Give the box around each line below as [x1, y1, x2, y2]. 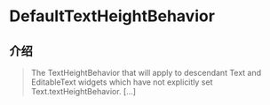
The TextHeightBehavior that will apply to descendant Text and [30, 68, 262, 78]
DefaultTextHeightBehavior [9, 6, 216, 26]
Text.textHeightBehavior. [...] [30, 86, 136, 96]
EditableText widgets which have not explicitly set [30, 77, 213, 87]
